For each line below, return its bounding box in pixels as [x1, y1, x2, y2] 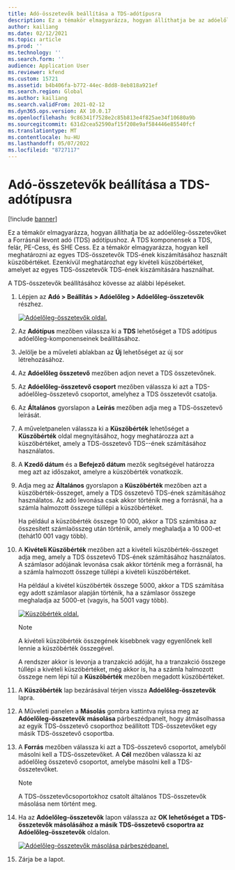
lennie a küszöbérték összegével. [17, 644, 114, 652]
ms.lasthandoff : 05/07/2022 [8, 140, 90, 147]
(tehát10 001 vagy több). [17, 532, 89, 540]
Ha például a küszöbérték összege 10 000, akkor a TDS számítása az [17, 516, 217, 525]
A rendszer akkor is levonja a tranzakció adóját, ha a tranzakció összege [17, 658, 226, 666]
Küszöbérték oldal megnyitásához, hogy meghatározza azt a [17, 431, 194, 440]
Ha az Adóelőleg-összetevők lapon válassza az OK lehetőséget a [17, 813, 210, 821]
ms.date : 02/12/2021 [8, 29, 68, 37]
